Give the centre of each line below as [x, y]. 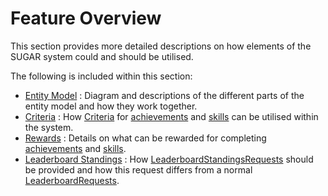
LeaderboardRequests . [72, 180]
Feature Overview [86, 18]
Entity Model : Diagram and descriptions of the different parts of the [164, 95]
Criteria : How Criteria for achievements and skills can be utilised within [171, 116]
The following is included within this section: [101, 76]
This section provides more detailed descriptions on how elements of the [161, 46]
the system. [49, 127]
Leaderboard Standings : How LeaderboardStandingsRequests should [169, 159]
